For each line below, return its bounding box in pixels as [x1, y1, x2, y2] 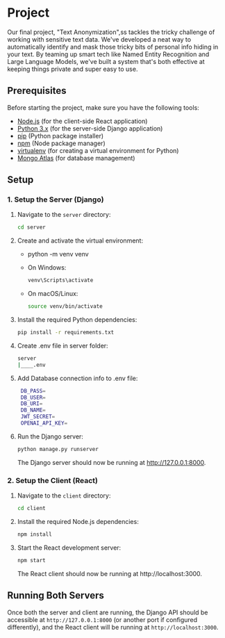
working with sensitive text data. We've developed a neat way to [7, 35, 192, 43]
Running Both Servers [7, 589, 104, 602]
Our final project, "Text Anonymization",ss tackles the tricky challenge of [7, 28, 215, 36]
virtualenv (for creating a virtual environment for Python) [17, 146, 179, 154]
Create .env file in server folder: [17, 341, 109, 350]
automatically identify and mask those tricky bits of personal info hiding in [7, 42, 219, 51]
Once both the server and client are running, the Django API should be [7, 608, 208, 616]
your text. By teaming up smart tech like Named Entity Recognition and [7, 50, 210, 58]
